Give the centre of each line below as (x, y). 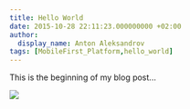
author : (24, 35)
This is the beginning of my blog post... (83, 77)
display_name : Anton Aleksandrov (81, 43)
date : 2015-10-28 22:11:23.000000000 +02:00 (95, 26)
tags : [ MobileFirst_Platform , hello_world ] (91, 52)
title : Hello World (47, 18)
